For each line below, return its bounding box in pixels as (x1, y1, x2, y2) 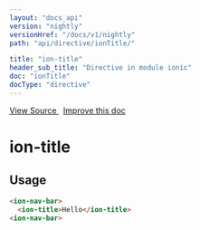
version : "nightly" (9, 22, 83, 31)
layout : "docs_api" (9, 13, 83, 23)
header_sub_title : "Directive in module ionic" (9, 63, 193, 72)
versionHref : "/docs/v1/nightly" (9, 30, 136, 39)
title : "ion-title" (9, 55, 83, 64)
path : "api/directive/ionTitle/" (9, 38, 136, 48)
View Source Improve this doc (9, 105, 127, 116)
